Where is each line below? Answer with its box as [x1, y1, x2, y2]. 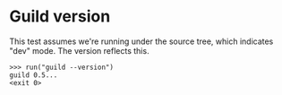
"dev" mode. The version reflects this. [9, 45, 150, 56]
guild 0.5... [9, 70, 58, 80]
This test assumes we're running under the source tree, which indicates [9, 36, 274, 47]
